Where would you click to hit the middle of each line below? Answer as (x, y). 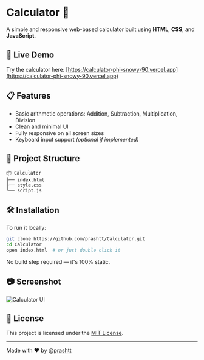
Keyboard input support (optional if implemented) (77, 139)
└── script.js (24, 191)
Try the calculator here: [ (37, 69)
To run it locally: (26, 228)
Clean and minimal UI (42, 126)
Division (25, 120)
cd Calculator (24, 245)
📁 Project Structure (43, 158)
